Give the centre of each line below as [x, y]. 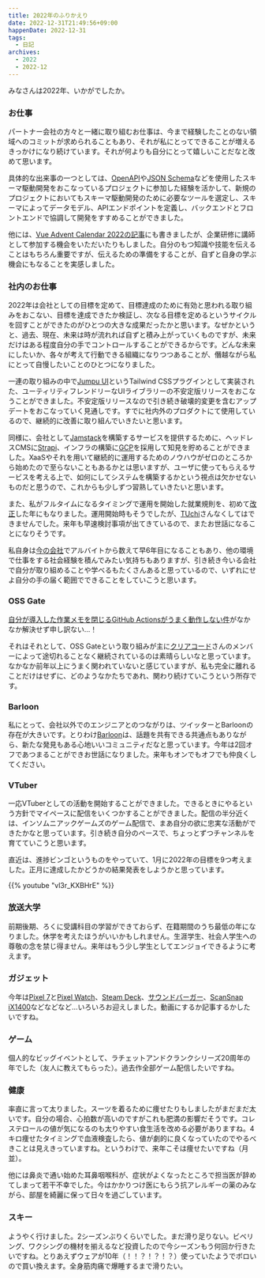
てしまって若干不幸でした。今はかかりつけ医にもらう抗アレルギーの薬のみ [129, 1185]
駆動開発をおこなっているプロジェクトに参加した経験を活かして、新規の [139, 188]
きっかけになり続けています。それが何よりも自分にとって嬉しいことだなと [128, 152]
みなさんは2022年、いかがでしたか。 [69, 90]
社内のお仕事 [33, 286]
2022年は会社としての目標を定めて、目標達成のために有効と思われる [120, 305]
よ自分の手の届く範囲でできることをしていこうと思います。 [105, 580]
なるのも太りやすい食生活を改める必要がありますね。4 [166, 1129]
